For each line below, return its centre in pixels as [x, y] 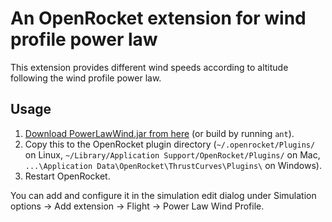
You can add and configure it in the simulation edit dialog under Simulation [163, 195]
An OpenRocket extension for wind [158, 18]
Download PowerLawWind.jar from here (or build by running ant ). [159, 133]
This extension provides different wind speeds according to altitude [149, 67]
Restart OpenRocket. [67, 176]
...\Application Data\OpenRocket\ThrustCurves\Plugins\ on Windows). [173, 165]
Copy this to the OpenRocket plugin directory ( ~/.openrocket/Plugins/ [170, 144]
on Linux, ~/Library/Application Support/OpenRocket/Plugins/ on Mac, [172, 154]
